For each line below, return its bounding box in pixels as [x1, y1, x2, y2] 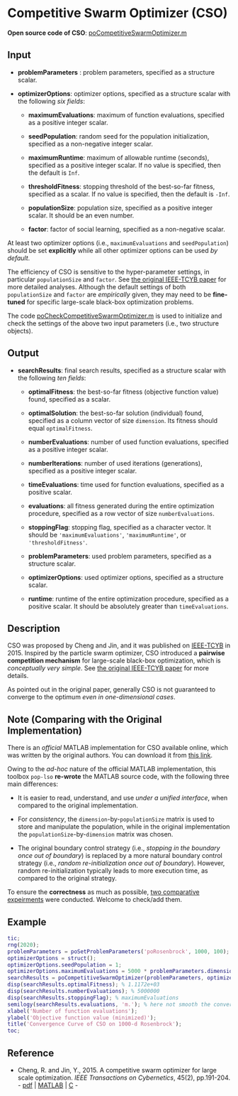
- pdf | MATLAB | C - [17, 1080, 79, 1089]
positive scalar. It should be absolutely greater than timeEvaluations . [28, 602, 229, 611]
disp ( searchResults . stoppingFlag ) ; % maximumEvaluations [7, 994, 179, 1001]
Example [7, 915, 47, 928]
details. [7, 672, 29, 680]
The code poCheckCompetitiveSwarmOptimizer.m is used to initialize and [7, 311, 222, 320]
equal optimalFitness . [28, 424, 93, 432]
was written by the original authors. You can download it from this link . [7, 751, 213, 760]
